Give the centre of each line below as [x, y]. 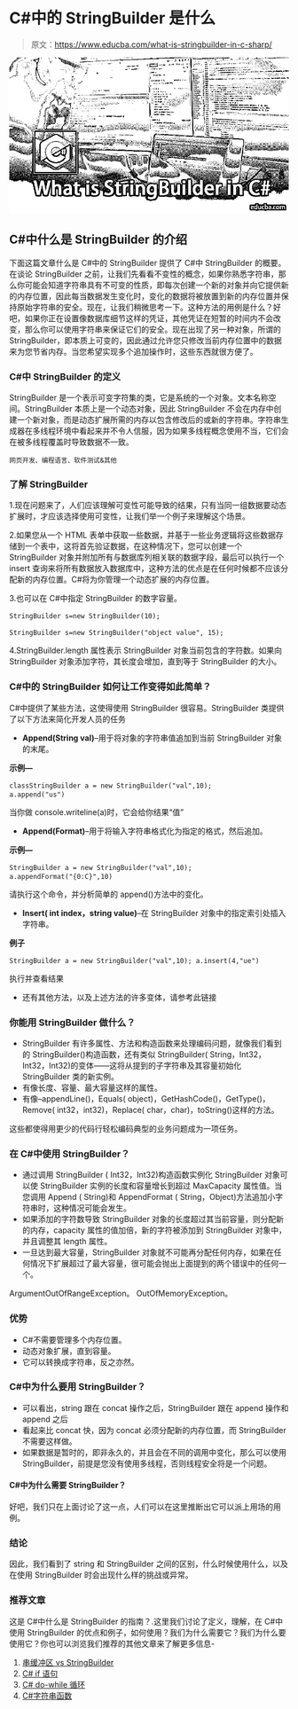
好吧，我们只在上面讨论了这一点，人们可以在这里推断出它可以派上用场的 [141, 1507]
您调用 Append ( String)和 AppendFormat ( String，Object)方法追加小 [149, 1197]
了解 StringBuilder [49, 484]
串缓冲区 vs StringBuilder [68, 1662]
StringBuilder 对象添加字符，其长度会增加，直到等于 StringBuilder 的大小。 [145, 662]
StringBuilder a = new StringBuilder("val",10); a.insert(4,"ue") [134, 960]
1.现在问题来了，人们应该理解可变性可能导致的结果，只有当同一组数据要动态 [148, 506]
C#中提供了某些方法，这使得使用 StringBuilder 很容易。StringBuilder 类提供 [147, 708]
